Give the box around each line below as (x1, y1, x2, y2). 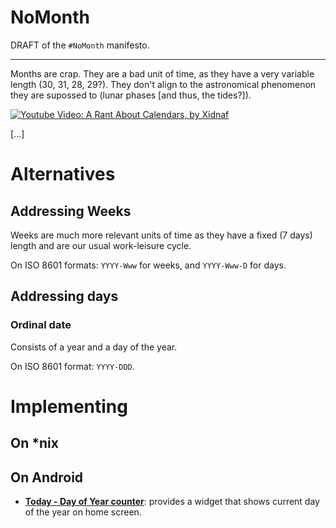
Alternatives (10, 163, 116, 186)
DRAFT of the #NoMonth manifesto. (10, 39, 150, 51)
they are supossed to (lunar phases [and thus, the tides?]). (10, 89, 252, 101)
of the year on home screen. (24, 506, 142, 518)
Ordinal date (10, 318, 72, 332)
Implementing (10, 395, 128, 418)
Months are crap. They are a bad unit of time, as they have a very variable (10, 67, 315, 80)
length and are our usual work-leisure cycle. (10, 239, 192, 251)
